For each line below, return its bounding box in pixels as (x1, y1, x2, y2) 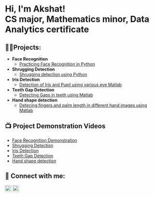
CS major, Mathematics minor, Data (5, 14, 150, 25)
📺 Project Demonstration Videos (5, 122, 106, 130)
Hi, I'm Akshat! (5, 3, 66, 15)
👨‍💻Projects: (5, 43, 41, 51)
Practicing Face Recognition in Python (19, 61, 96, 67)
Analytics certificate (5, 24, 89, 35)
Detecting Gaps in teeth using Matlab (19, 92, 93, 98)
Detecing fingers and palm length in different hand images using (19, 103, 147, 108)
